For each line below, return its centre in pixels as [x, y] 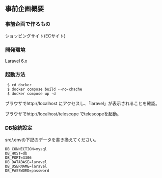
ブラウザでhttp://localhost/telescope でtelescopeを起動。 [63, 114]
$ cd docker [19, 85]
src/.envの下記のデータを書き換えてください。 [52, 140]
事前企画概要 [25, 9]
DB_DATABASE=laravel [26, 162]
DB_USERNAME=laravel [26, 166]
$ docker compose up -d [31, 94]
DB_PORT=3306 [18, 158]
